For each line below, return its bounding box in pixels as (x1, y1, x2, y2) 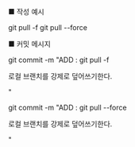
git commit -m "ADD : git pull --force (8, 103, 127, 112)
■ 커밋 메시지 (8, 39, 52, 48)
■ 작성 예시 (8, 7, 45, 16)
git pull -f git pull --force (8, 23, 87, 32)
